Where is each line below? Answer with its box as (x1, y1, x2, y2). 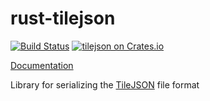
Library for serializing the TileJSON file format (10, 78, 200, 91)
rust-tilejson (10, 7, 116, 30)
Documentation (10, 59, 74, 71)
